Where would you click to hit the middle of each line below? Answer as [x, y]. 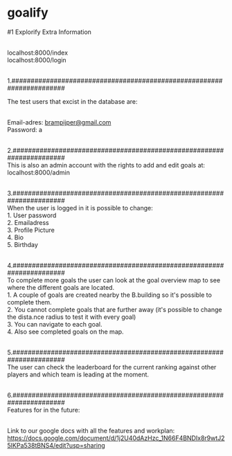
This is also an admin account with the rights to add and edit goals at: [106, 165]
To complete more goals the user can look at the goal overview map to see [114, 280]
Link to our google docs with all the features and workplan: [91, 430]
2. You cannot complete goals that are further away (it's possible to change [115, 309]
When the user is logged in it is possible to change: [80, 208]
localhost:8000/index [37, 53]
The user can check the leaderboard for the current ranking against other [112, 367]
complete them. [29, 302]
